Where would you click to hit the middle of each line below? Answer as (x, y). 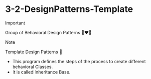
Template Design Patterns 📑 (34, 52)
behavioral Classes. (33, 67)
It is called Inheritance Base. (41, 72)
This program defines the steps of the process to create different (79, 61)
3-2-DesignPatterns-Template (69, 9)
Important (15, 23)
